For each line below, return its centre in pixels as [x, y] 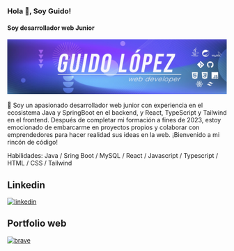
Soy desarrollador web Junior [51, 28]
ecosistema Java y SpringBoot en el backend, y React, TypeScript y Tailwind [117, 113]
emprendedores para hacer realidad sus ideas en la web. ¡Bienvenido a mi [114, 135]
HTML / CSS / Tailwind [40, 163]
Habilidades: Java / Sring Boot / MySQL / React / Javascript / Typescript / [113, 156]
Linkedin [26, 185]
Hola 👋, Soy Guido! [39, 11]
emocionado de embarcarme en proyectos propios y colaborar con [103, 127]
